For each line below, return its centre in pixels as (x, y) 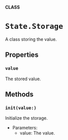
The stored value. (23, 79)
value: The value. (37, 133)
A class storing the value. (31, 39)
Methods (19, 94)
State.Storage (34, 27)
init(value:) (21, 108)
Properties (22, 55)
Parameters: (25, 128)
